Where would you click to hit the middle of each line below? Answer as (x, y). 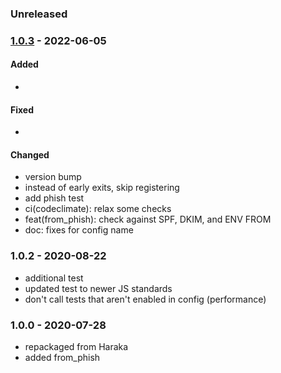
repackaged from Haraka (76, 347)
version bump (53, 177)
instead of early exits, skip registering (102, 188)
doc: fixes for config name (79, 230)
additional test (54, 278)
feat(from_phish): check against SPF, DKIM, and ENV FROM (148, 219)
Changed (30, 154)
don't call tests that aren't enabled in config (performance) (145, 299)
